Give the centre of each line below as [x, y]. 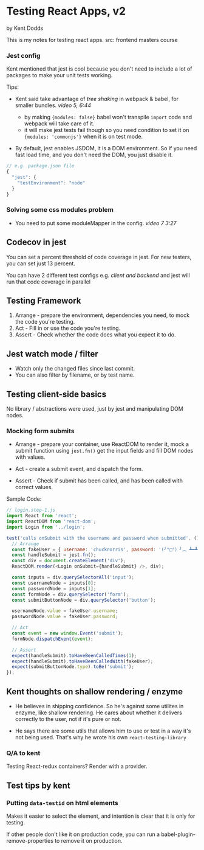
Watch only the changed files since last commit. [75, 369]
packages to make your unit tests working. [59, 75]
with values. [30, 457]
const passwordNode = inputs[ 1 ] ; [54, 588]
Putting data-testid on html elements [62, 803]
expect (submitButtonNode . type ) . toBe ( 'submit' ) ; [73, 667]
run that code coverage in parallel [49, 282]
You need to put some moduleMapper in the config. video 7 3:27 [96, 223]
